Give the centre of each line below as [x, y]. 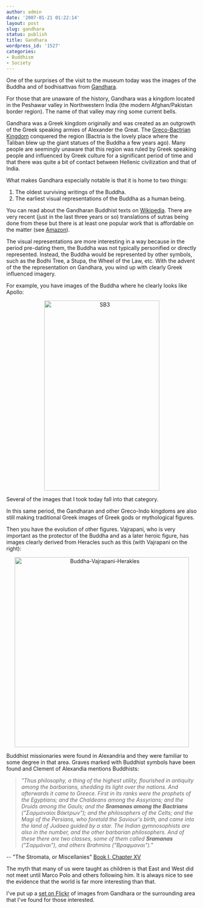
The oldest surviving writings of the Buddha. [70, 192]
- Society [19, 63]
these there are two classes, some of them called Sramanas [97, 838]
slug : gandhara [25, 29]
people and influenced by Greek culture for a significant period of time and [100, 155]
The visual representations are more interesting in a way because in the [95, 241]
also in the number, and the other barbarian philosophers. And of [103, 832]
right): [14, 549]
